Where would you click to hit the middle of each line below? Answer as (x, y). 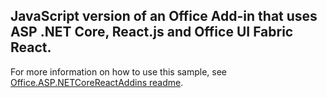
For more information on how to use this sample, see (118, 71)
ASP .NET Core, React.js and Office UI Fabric (152, 32)
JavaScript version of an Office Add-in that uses (164, 16)
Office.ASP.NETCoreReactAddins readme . (97, 82)
